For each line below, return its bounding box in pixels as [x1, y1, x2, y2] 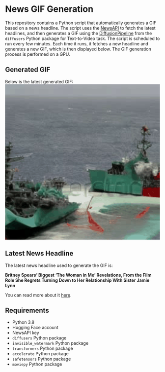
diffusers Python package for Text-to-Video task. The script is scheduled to [5, 36, 160, 41]
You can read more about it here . [5, 292, 72, 298]
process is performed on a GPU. [5, 51, 70, 57]
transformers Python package [12, 345, 73, 351]
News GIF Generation [5, 3, 94, 15]
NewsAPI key [12, 330, 39, 336]
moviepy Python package [12, 361, 62, 367]
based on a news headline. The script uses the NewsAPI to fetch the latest [5, 25, 156, 31]
